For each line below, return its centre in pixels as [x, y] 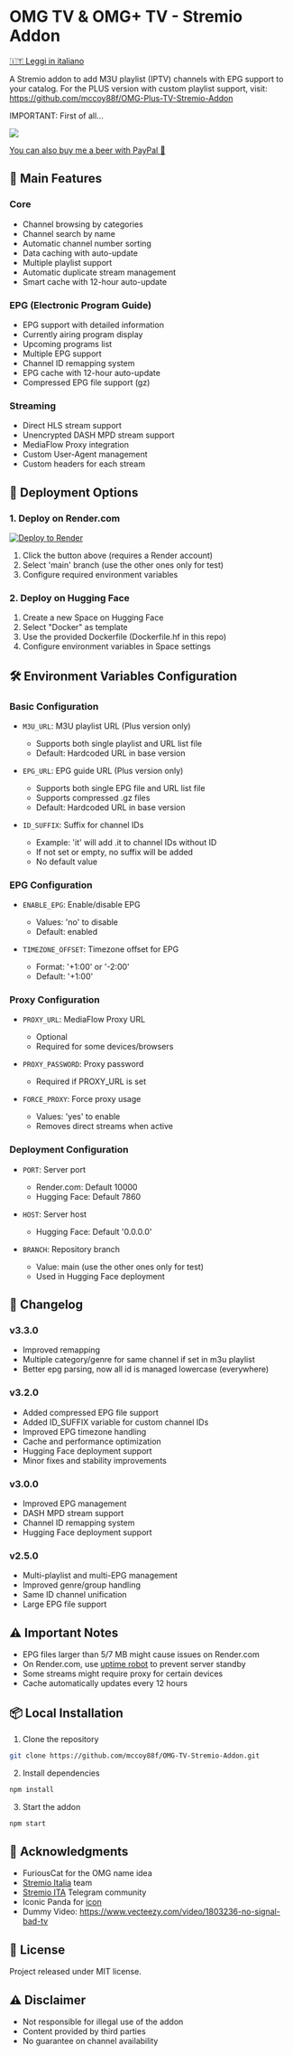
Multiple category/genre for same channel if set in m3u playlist [138, 1360]
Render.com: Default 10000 [87, 1187]
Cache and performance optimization [92, 1441]
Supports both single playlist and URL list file [119, 743]
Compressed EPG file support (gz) [86, 382]
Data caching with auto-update [80, 253]
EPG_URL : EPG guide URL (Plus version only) [103, 770]
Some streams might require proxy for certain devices [123, 1673]
